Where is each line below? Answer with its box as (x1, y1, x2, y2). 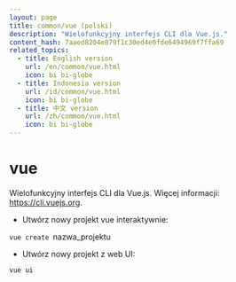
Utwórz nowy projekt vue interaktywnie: (21, 214, 169, 224)
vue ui (9, 265, 34, 275)
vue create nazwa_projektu (9, 231, 111, 242)
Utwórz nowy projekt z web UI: (21, 248, 136, 259)
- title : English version (17, 54, 114, 63)
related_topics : (9, 46, 69, 55)
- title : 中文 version (17, 104, 98, 113)
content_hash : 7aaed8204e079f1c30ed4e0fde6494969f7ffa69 (9, 37, 224, 47)
